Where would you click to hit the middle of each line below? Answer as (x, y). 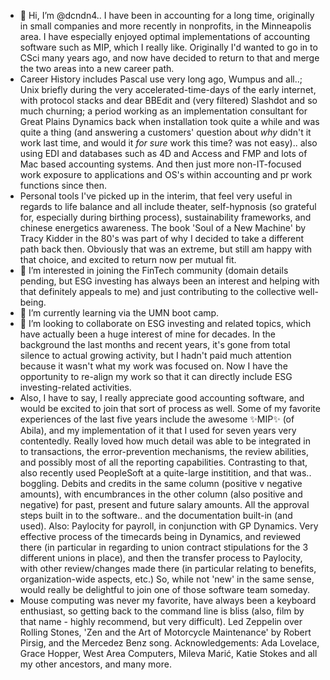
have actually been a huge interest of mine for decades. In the (147, 334)
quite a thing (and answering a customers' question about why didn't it (165, 132)
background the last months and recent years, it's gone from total (155, 344)
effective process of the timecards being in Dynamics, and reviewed (160, 536)
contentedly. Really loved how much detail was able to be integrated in (165, 441)
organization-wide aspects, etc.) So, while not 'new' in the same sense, (167, 579)
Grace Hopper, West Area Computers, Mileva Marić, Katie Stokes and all (168, 653)
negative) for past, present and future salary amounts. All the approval (164, 504)
